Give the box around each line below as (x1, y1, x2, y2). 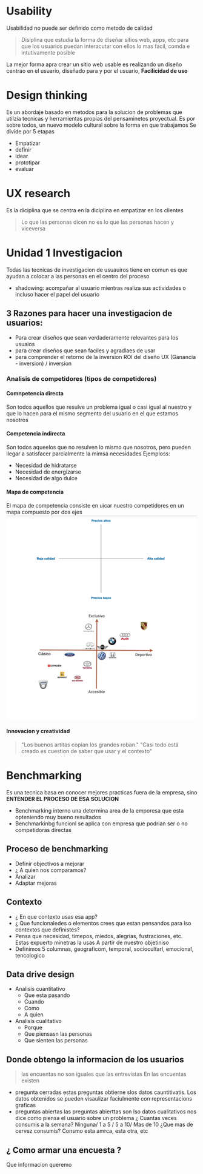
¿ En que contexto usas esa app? (15, 913, 98, 920)
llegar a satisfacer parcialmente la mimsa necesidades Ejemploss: (6, 450, 171, 457)
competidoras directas (15, 827, 72, 833)
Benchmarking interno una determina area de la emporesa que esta (15, 807, 184, 814)
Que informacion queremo (6, 1161, 72, 1169)
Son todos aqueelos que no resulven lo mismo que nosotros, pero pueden (6, 443, 191, 451)
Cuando (24, 998, 44, 1005)
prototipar (15, 159, 41, 166)
